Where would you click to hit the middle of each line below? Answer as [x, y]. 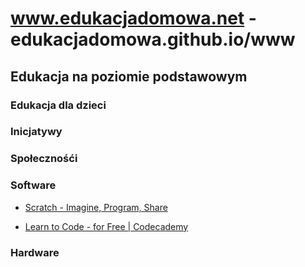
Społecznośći [44, 159]
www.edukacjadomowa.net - [133, 18]
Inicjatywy [36, 132]
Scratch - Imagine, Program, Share [96, 207]
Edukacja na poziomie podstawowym [129, 76]
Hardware [35, 252]
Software [33, 185]
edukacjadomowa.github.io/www [153, 39]
